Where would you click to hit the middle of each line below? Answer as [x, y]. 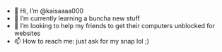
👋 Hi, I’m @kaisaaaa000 [48, 11]
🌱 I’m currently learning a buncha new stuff [77, 18]
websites [27, 33]
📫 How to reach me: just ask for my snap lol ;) [82, 41]
